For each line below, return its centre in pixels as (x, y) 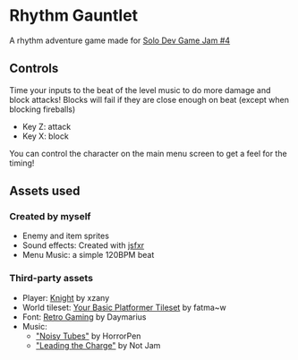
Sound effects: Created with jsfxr (83, 245)
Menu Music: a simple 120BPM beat (88, 255)
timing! (22, 163)
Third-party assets (51, 279)
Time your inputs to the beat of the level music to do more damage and (140, 90)
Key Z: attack (47, 126)
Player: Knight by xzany (66, 297)
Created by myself (50, 217)
